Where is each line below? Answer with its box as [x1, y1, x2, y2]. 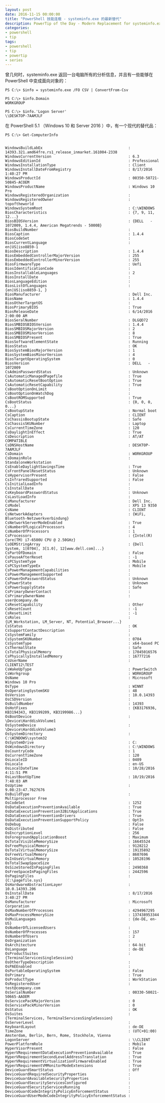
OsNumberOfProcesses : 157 [5, 930, 139, 935]
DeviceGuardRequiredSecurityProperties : [5, 1072, 131, 1077]
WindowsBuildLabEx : [5, 146, 131, 151]
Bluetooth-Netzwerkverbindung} [5, 516, 69, 521]
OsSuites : [5, 1011, 131, 1017]
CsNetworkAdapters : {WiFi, [5, 512, 146, 517]
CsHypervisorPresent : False [5, 473, 144, 478]
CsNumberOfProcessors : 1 [5, 529, 135, 534]
